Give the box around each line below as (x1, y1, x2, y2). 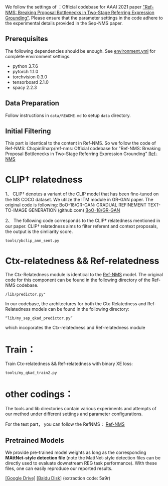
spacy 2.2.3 (12, 84, 37, 90)
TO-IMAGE (5, 207, 28, 213)
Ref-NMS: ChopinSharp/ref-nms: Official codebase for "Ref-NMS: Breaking (5, 146, 161, 152)
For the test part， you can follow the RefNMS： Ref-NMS (5, 421, 125, 427)
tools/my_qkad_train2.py (5, 371, 57, 376)
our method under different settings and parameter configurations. (5, 411, 143, 417)
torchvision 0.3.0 (12, 74, 48, 80)
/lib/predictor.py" (5, 292, 46, 297)
